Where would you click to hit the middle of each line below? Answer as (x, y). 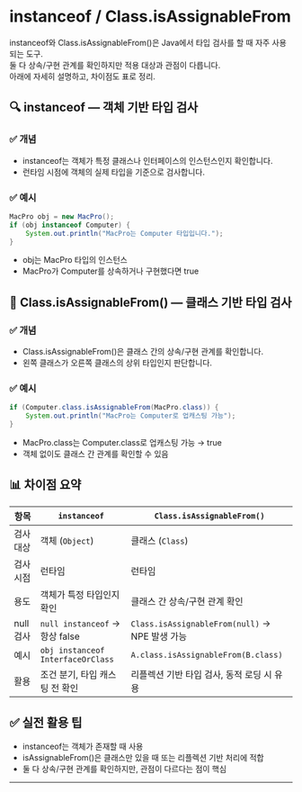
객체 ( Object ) (67, 540)
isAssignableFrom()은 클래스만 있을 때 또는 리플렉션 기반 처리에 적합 (143, 757)
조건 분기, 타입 (69, 674)
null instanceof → (80, 623)
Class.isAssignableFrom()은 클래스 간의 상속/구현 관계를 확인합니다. (142, 352)
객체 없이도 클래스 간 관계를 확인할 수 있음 (95, 454)
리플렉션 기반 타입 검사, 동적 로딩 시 (201, 674)
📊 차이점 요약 (45, 485)
